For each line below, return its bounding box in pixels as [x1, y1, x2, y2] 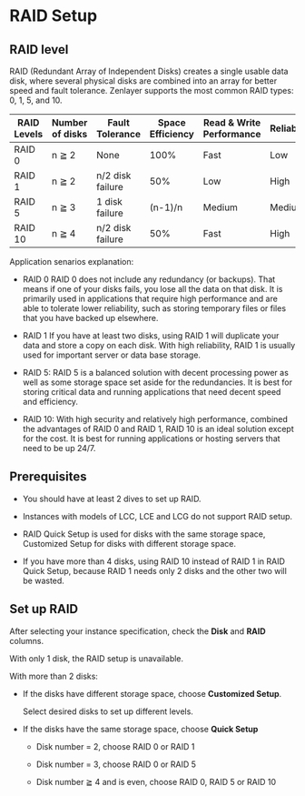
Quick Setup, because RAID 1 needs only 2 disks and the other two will [22, 565, 288, 576]
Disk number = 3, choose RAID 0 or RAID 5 [35, 759, 197, 770]
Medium [202, 201, 239, 214]
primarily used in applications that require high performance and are [22, 293, 279, 304]
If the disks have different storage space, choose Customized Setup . [22, 688, 282, 699]
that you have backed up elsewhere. [22, 313, 159, 323]
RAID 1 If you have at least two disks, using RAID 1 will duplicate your [22, 330, 280, 341]
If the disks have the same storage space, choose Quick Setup [22, 723, 259, 734]
